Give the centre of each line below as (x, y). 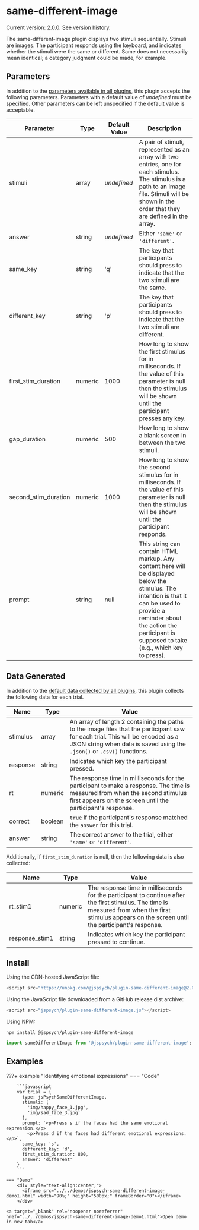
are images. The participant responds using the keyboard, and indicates (94, 45)
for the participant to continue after (137, 895)
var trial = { (34, 1092)
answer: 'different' (47, 1159)
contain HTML (159, 551)
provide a (152, 610)
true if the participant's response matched (129, 817)
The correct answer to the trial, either (121, 834)
